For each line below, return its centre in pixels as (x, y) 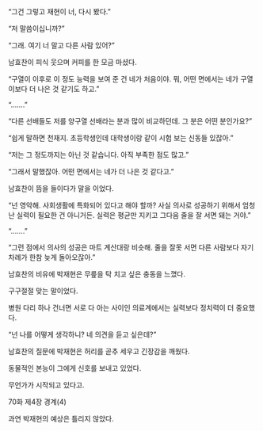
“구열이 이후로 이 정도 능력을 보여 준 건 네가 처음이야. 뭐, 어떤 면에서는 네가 (124, 79)
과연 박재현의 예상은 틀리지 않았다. (61, 419)
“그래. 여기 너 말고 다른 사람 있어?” (61, 45)
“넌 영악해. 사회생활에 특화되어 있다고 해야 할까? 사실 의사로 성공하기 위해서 (124, 205)
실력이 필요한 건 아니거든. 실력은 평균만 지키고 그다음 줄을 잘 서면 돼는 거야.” (133, 215)
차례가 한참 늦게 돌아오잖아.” (52, 257)
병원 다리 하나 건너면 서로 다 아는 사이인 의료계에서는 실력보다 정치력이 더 (121, 308)
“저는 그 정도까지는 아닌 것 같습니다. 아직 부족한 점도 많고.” (99, 154)
